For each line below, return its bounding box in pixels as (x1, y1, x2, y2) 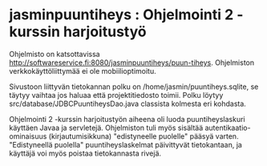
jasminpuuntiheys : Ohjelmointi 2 (9, 6, 234, 24)
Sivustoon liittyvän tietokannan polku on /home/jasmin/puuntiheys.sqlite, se (9, 82, 259, 91)
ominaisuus (9, 131, 47, 141)
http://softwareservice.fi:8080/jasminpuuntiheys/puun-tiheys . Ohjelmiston (9, 58, 255, 67)
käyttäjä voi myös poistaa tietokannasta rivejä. (9, 148, 162, 158)
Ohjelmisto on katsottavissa (9, 49, 100, 59)
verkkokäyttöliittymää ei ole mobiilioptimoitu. (9, 66, 156, 75)
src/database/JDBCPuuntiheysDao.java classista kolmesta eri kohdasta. (9, 99, 247, 108)
